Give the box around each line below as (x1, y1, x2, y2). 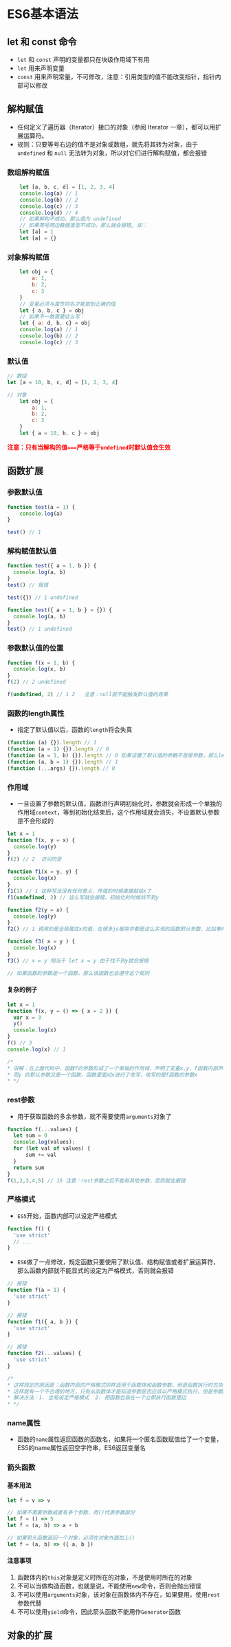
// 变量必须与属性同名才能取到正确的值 (19, 300, 116, 307)
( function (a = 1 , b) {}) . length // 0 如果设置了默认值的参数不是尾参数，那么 (7, 752, 219, 759)
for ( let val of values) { (13, 1145, 91, 1152)
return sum (13, 1164, 45, 1171)
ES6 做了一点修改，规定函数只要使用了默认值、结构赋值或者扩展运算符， (16, 1258, 220, 1266)
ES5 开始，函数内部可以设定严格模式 (16, 1211, 118, 1219)
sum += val (25, 1151, 57, 1159)
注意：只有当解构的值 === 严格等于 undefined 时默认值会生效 (7, 443, 170, 451)
